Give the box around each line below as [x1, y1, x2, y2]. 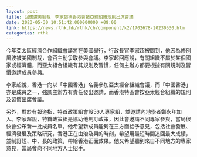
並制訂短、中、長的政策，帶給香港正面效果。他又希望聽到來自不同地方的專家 [6, 138, 191, 145]
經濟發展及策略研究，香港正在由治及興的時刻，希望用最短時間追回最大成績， [6, 130, 191, 137]
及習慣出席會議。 [6, 96, 47, 103]
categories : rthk [6, 30, 49, 36]
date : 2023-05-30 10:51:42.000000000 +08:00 [6, 19, 117, 25]
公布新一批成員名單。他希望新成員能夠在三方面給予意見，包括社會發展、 [16, 123, 191, 130]
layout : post [6, 8, 38, 15]
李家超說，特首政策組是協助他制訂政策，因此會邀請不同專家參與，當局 [16, 116, 186, 123]
